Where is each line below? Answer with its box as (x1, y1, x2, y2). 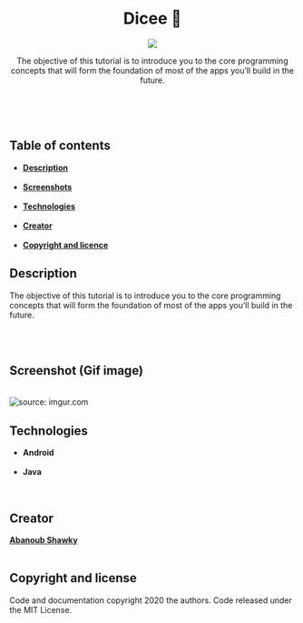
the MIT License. (9, 604, 73, 615)
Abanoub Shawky (9, 535, 79, 545)
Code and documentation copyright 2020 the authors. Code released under (9, 595, 293, 606)
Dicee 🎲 (122, 8, 182, 29)
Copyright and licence (22, 239, 109, 250)
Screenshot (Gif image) (9, 363, 143, 378)
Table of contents (9, 138, 111, 154)
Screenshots (22, 181, 73, 192)
